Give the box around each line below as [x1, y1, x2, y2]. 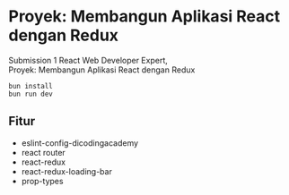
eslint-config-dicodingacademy [21, 137, 139, 148]
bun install [8, 81, 53, 90]
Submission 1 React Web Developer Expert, [8, 55, 168, 65]
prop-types [21, 175, 64, 186]
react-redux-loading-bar [21, 165, 113, 176]
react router [21, 147, 66, 157]
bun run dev [8, 89, 53, 98]
